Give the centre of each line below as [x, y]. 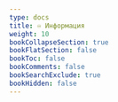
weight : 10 [29, 34]
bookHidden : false [43, 83]
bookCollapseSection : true [59, 42]
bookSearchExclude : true [55, 75]
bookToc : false [37, 59]
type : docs [29, 17]
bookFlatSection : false [53, 51]
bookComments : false [47, 67]
